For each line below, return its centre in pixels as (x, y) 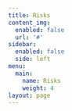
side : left (33, 59)
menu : (17, 66)
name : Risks (41, 81)
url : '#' (29, 37)
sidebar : (22, 45)
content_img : (29, 23)
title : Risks (29, 15)
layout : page (29, 95)
